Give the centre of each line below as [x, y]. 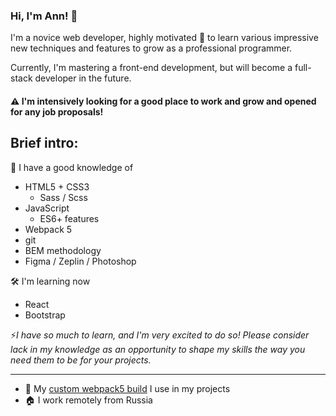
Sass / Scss [63, 197]
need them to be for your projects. [81, 360]
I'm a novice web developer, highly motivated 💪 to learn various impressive [164, 38]
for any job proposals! [57, 111]
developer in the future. [83, 78]
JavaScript [47, 208]
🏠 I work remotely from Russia [88, 400]
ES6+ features [69, 218]
